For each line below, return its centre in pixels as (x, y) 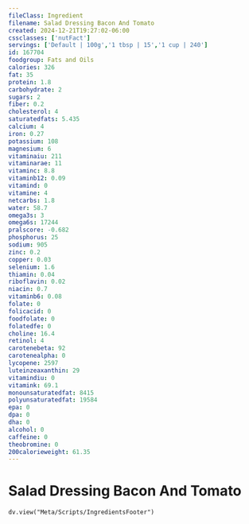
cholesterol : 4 (33, 112)
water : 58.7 (28, 208)
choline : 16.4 (32, 334)
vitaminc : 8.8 (32, 171)
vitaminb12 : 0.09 (37, 179)
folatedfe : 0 (30, 326)
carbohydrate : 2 (35, 89)
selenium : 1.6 (32, 267)
